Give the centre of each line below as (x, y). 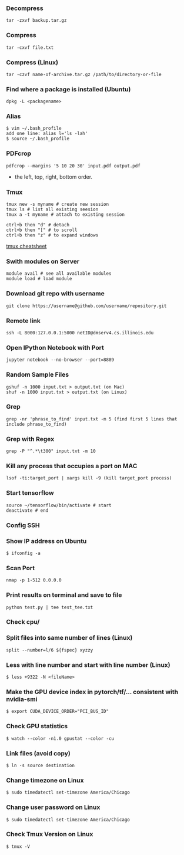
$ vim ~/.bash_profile (34, 129)
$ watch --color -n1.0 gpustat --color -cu (60, 738)
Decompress (25, 8)
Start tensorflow (30, 493)
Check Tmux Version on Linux (50, 834)
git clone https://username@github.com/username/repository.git (86, 306)
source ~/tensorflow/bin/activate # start (59, 505)
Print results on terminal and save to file (64, 595)
